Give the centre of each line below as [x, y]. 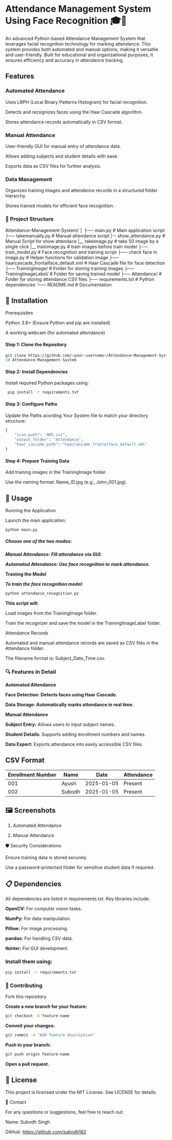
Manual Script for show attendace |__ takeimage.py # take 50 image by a [82, 241]
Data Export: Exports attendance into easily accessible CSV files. [74, 744]
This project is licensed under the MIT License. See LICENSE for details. [81, 1092]
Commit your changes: [30, 1025]
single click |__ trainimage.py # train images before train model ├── [77, 247]
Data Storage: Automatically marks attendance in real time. [70, 705]
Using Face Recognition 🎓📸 [66, 21]
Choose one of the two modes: [39, 541]
